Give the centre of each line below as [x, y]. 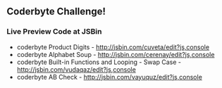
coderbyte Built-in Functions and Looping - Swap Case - [99, 62]
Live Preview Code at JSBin [54, 32]
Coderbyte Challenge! [56, 12]
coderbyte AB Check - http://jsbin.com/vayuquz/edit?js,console [109, 77]
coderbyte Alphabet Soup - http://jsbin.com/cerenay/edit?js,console [116, 54]
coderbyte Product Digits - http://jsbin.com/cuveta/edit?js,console [113, 47]
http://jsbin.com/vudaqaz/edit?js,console [76, 69]
